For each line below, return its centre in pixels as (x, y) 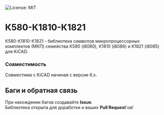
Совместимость (26, 64)
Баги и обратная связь (41, 90)
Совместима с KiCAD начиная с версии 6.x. (51, 75)
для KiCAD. (17, 51)
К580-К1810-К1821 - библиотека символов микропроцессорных (72, 41)
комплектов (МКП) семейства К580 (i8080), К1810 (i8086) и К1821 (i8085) (82, 46)
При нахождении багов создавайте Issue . (49, 102)
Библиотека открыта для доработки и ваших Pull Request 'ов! (69, 108)
